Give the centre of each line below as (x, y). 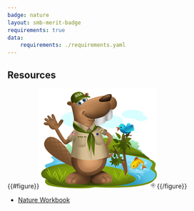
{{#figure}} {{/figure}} (97, 186)
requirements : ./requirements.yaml (73, 45)
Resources (32, 75)
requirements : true (36, 30)
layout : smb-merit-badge (44, 22)
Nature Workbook (44, 200)
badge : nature (29, 15)
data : (15, 38)
